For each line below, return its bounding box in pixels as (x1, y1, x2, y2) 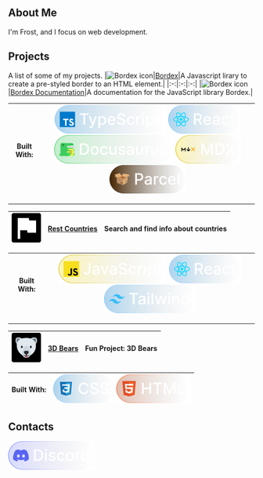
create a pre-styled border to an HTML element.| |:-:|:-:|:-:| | (8, 78, 202, 89)
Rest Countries (48, 224, 98, 234)
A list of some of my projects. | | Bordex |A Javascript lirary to (8, 71, 248, 80)
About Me (8, 6, 57, 20)
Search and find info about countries (104, 224, 227, 234)
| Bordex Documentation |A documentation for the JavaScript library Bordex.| (8, 87, 253, 97)
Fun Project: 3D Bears (85, 344, 158, 353)
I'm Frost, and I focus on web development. (8, 27, 148, 36)
